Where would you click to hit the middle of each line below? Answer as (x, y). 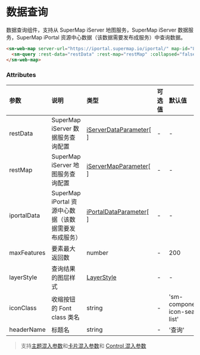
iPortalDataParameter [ (118, 211)
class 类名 (65, 317)
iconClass (23, 308)
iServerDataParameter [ (119, 129)
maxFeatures (27, 252)
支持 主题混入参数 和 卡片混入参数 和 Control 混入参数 (83, 345)
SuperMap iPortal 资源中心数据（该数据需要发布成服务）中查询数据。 (101, 37)
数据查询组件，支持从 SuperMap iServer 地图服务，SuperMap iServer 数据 (97, 30)
